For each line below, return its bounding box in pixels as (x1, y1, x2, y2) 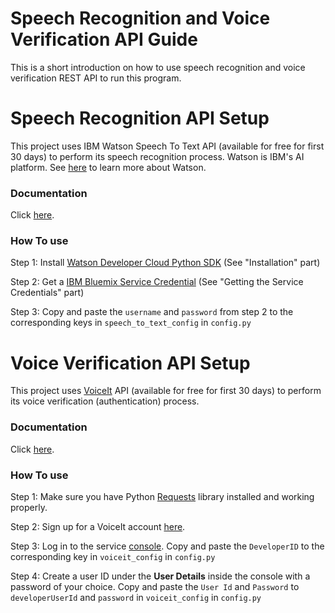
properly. (10, 502, 48, 513)
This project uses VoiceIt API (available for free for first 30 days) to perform (10, 385, 322, 397)
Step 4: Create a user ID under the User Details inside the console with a (10, 570, 311, 582)
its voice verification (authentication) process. (10, 395, 200, 407)
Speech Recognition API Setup (10, 107, 270, 130)
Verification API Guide (10, 28, 198, 51)
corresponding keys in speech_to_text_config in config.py (10, 317, 252, 329)
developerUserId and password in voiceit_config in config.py (10, 592, 262, 603)
